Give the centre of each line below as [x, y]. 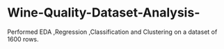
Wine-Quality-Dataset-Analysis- [104, 13]
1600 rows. [23, 39]
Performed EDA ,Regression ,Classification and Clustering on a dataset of [112, 32]
